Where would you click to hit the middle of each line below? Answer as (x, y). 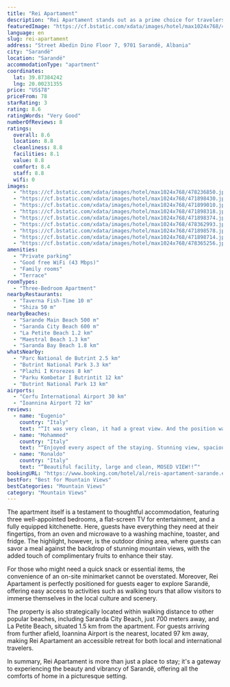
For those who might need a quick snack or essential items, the (96, 569)
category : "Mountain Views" (47, 493)
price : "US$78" (29, 90)
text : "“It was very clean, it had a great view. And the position (117, 429)
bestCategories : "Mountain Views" (56, 486)
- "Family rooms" (38, 269)
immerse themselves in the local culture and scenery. (82, 598)
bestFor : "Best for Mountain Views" (59, 480)
